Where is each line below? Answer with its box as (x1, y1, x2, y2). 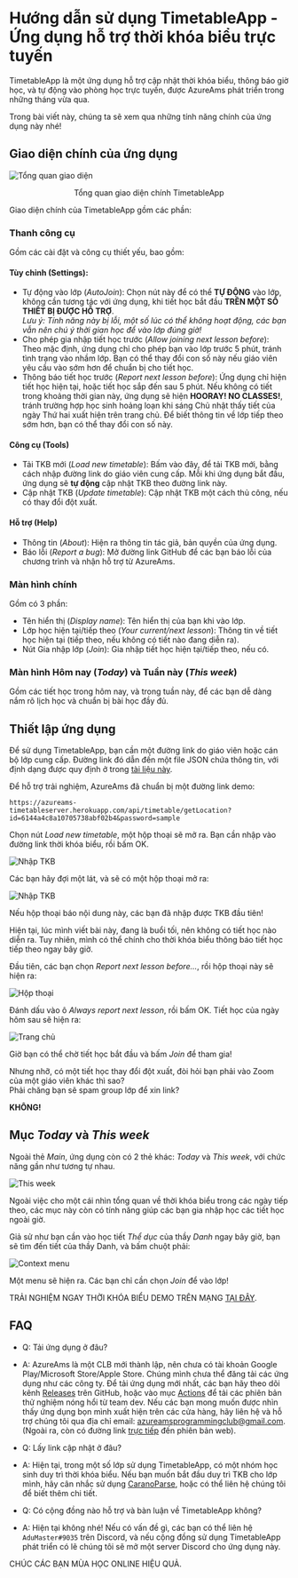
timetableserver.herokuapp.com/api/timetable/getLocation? (9, 806, 232, 816)
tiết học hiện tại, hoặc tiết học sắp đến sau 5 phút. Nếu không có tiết (21, 381, 273, 392)
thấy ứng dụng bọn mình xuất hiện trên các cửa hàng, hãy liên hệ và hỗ (21, 1406, 282, 1416)
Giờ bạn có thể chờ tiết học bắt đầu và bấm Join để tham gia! (9, 1048, 232, 1060)
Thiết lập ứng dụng (9, 721, 116, 737)
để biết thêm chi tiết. (21, 1487, 98, 1498)
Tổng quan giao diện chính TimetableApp (74, 187, 224, 198)
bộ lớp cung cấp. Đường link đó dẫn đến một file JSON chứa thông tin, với (9, 754, 279, 765)
